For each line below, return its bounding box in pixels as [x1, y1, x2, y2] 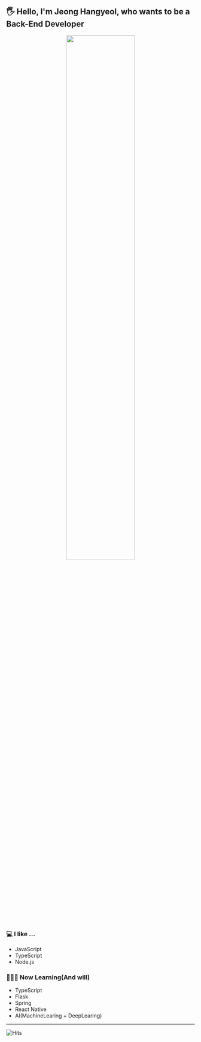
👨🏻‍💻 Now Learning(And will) [6, 973, 90, 982]
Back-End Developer [6, 19, 85, 29]
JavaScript [14, 946, 42, 953]
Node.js [14, 958, 35, 965]
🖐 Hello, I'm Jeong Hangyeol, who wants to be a [6, 7, 190, 17]
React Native [14, 1006, 47, 1013]
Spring [14, 1000, 32, 1007]
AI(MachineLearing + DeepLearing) [14, 1012, 102, 1019]
